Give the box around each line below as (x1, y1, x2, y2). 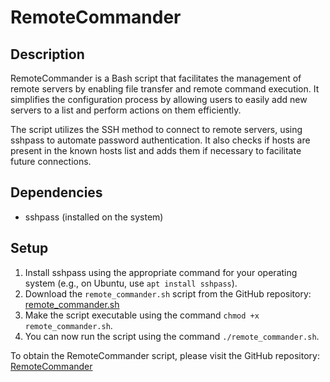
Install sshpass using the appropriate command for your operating (24, 266, 298, 278)
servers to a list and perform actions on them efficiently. (10, 104, 242, 116)
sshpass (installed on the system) (24, 211, 164, 223)
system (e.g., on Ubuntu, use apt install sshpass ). (24, 277, 238, 289)
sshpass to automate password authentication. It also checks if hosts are (10, 134, 311, 146)
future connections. (10, 156, 92, 167)
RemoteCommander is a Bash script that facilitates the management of (10, 72, 302, 84)
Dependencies (10, 184, 103, 201)
